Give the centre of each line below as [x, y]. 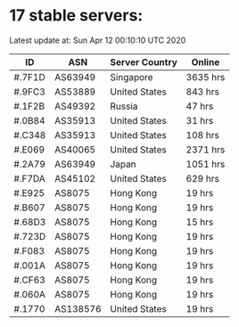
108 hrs [203, 135]
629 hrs [203, 178]
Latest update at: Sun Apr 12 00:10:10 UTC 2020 [98, 40]
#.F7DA [30, 178]
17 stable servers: [76, 16]
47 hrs [200, 106]
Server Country [144, 61]
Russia [124, 106]
